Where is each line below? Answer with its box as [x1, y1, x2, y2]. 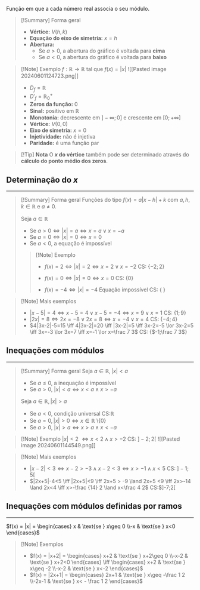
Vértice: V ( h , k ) [29, 28, 67, 35]
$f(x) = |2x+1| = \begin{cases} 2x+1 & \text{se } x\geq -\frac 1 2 [29, 571, 186, 578]
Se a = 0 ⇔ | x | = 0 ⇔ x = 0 [29, 233, 102, 241]
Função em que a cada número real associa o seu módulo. [6, 5, 150, 12]
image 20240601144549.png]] [20, 441, 96, 448]
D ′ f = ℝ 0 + [29, 92, 53, 102]
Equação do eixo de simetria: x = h [29, 35, 117, 41]
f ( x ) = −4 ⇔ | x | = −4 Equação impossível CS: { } [44, 286, 165, 293]
